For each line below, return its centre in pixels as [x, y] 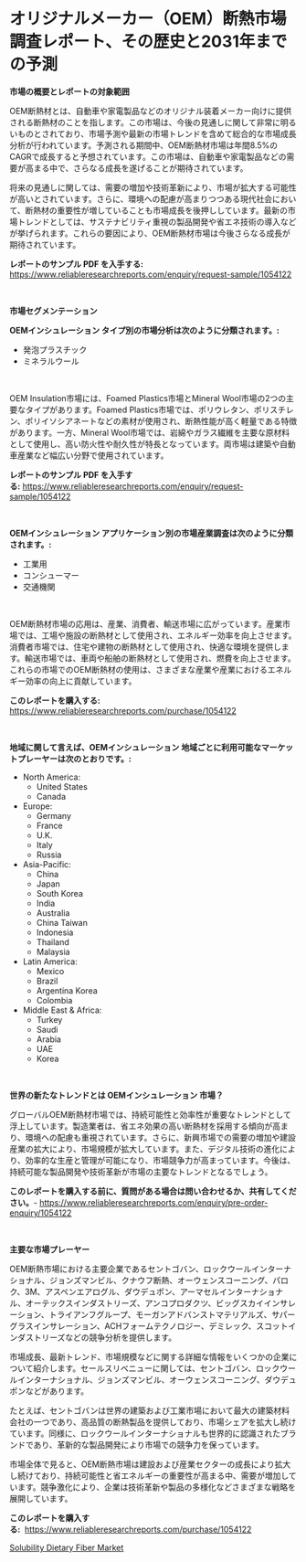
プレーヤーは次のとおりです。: [74, 759]
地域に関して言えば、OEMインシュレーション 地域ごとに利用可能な [136, 747]
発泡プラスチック [55, 349]
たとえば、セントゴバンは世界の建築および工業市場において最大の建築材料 [150, 1410]
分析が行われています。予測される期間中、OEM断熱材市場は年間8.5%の [144, 145]
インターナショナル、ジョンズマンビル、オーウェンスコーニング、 [141, 1379]
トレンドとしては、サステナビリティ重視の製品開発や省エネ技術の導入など [157, 221]
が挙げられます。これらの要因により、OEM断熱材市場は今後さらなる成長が [150, 233]
